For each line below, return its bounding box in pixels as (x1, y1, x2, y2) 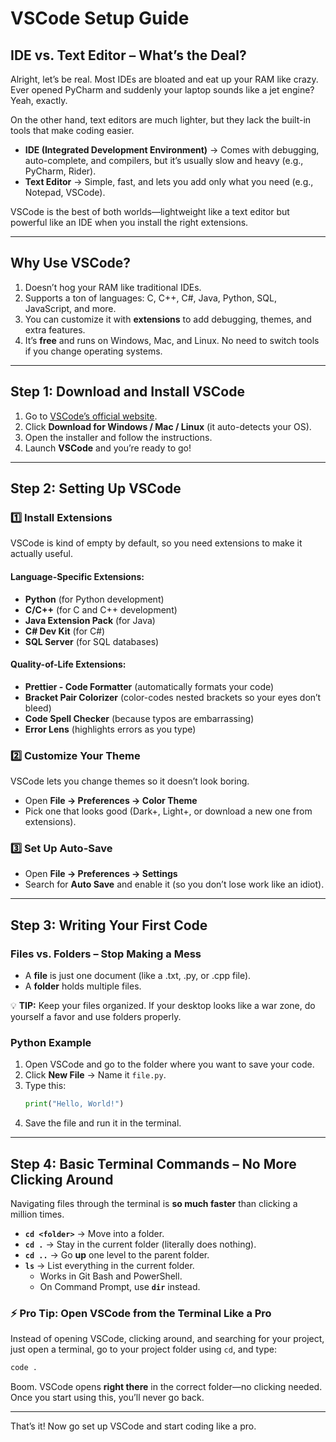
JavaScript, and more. (24, 302, 117, 314)
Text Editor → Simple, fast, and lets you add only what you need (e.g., (24, 176, 314, 187)
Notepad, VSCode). (24, 187, 106, 198)
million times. (10, 1208, 65, 1220)
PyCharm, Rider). (24, 165, 97, 177)
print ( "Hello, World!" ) (24, 1099, 125, 1109)
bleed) (24, 702, 52, 714)
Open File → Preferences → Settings (24, 868, 178, 880)
